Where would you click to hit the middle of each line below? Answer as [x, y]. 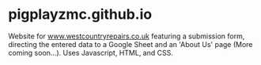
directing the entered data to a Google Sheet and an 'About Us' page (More [130, 44]
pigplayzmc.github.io [80, 14]
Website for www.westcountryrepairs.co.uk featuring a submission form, [127, 36]
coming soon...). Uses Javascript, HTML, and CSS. [91, 52]
